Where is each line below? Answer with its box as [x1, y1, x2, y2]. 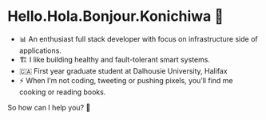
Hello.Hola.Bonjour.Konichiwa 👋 [7, 7, 224, 26]
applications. [18, 46, 62, 55]
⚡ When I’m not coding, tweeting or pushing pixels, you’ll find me [18, 75, 233, 85]
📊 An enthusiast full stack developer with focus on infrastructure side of [18, 34, 258, 43]
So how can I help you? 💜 [7, 102, 91, 112]
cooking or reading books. [18, 87, 106, 97]
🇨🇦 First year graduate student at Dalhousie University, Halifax [18, 66, 228, 75]
